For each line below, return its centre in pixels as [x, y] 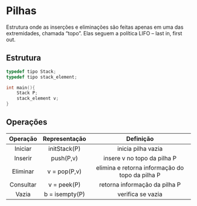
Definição [140, 139]
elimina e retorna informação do [140, 167]
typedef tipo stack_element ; [42, 77]
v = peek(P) [64, 184]
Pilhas [21, 11]
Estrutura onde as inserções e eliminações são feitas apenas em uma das [95, 27]
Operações [27, 122]
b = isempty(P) [64, 194]
